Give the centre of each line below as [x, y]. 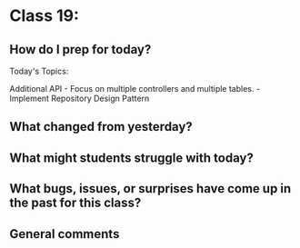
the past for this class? [75, 203]
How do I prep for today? [80, 50]
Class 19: [45, 16]
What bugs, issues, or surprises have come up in [150, 188]
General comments [65, 234]
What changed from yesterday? [101, 127]
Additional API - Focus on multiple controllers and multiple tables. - [135, 89]
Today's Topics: [39, 71]
